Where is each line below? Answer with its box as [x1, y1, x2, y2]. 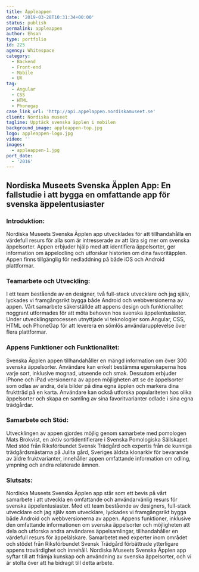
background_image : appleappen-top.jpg [6, 125, 102, 131]
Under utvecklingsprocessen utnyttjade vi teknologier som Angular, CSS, [6, 316, 185, 323]
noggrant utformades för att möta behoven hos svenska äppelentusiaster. [6, 309, 186, 316]
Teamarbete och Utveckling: [6, 276, 91, 285]
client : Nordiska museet [6, 114, 68, 120]
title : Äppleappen [6, 8, 52, 15]
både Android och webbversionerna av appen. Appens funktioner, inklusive [6, 515, 191, 522]
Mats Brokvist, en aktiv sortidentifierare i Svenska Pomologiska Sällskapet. [6, 436, 189, 443]
